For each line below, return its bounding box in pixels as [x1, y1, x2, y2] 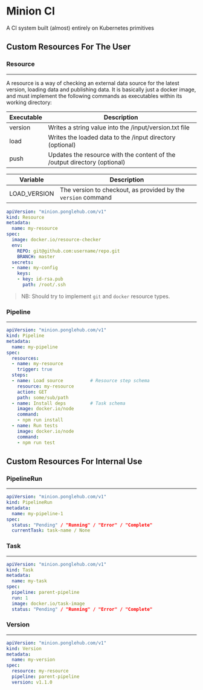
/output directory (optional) [48, 158, 126, 166]
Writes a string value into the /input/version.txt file [48, 123, 190, 131]
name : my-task [11, 578, 47, 584]
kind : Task [6, 567, 34, 573]
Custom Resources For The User [6, 42, 131, 52]
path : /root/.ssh [22, 282, 66, 288]
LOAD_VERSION [9, 189, 54, 198]
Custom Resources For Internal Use [6, 456, 143, 466]
